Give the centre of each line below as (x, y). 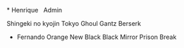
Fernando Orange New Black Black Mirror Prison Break (97, 37)
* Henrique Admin (35, 10)
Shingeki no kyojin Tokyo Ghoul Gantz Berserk (74, 23)
